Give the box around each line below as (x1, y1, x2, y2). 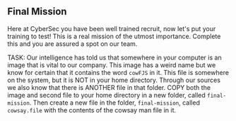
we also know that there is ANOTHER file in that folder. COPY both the (7, 83, 211, 91)
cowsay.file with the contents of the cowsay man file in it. (7, 105, 177, 114)
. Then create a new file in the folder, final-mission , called (29, 98, 200, 107)
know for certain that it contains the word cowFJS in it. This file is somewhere (7, 68, 230, 76)
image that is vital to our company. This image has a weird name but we (7, 60, 216, 69)
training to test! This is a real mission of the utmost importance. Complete (7, 32, 221, 40)
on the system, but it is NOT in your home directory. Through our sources (7, 76, 221, 84)
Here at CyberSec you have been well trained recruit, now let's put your (7, 24, 216, 33)
